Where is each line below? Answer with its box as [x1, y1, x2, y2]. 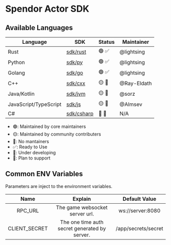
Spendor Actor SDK [5, 3, 90, 15]
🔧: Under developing [12, 150, 56, 155]
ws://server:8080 [119, 207, 161, 214]
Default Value [123, 195, 157, 202]
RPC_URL [16, 207, 39, 214]
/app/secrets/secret [116, 225, 163, 232]
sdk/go [66, 69, 83, 76]
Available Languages [5, 23, 73, 32]
